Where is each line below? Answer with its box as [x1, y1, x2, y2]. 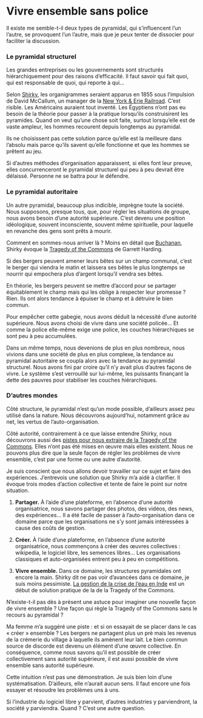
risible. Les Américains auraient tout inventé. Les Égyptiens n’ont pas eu [6, 104, 186, 111]
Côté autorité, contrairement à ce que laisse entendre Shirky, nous [6, 430, 172, 437]
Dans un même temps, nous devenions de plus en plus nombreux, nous [6, 344, 185, 351]
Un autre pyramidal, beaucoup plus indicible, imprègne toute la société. [6, 202, 185, 209]
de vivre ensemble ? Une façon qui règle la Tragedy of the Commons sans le [6, 605, 198, 612]
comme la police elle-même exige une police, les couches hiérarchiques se [6, 326, 195, 333]
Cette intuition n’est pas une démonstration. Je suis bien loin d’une [6, 673, 173, 680]
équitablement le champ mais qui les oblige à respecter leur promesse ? [6, 288, 186, 296]
